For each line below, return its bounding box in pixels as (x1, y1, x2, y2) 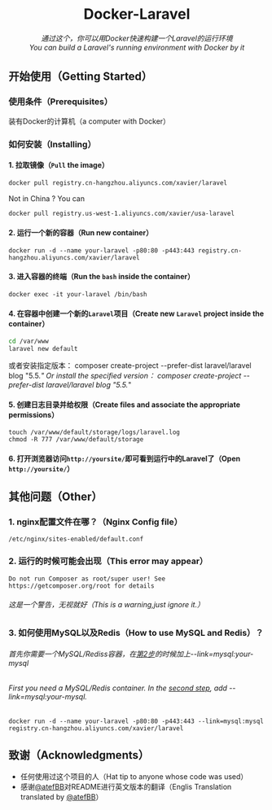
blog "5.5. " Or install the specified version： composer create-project (8, 370, 242, 380)
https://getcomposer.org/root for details (8, 581, 155, 590)
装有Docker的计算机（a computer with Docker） (8, 116, 171, 126)
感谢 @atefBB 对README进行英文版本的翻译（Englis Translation (20, 782, 232, 791)
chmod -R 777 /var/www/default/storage (8, 436, 144, 444)
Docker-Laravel (83, 5, 191, 24)
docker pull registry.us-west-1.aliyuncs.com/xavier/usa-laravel (8, 209, 235, 217)
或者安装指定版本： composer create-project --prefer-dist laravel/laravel (8, 360, 252, 370)
